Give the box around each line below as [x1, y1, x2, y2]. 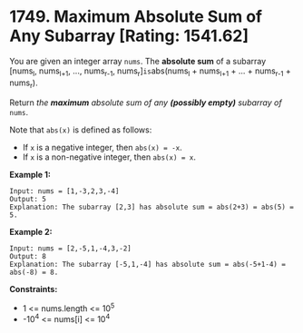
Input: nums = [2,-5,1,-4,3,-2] [9, 243, 132, 253]
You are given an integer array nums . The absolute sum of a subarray [9, 55, 267, 66]
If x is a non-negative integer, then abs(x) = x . [22, 152, 197, 162]
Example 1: [9, 169, 52, 180]
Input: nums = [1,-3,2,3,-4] [9, 186, 120, 196]
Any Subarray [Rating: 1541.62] [9, 25, 249, 46]
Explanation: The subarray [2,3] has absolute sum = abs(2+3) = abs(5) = [9, 202, 295, 211]
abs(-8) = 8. [9, 268, 59, 277]
